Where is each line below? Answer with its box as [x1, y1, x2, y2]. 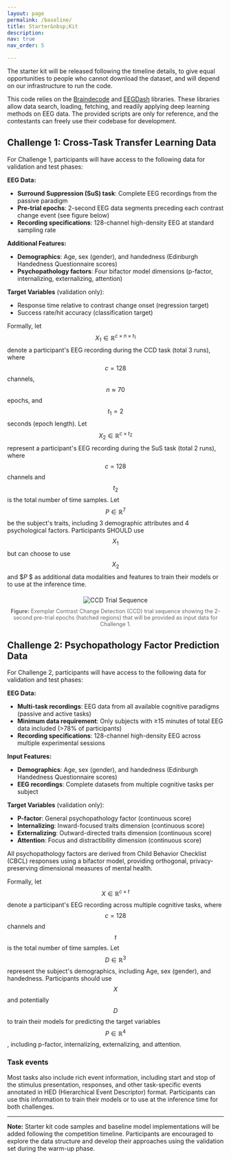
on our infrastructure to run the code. [7, 82, 113, 90]
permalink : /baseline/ [7, 17, 72, 23]
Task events [7, 1058, 49, 1067]
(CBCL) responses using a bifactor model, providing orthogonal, [7, 857, 189, 865]
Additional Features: [7, 239, 67, 247]
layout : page [7, 10, 45, 17]
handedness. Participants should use [7, 974, 112, 982]
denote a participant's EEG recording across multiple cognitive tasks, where [7, 901, 222, 909]
